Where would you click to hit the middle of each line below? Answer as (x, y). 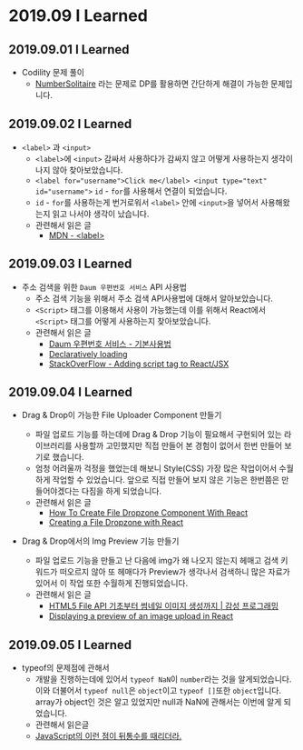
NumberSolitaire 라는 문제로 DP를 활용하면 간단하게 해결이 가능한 (152, 84)
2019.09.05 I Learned (70, 645)
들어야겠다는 (57, 491)
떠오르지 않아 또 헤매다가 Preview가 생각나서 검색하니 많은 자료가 (175, 572)
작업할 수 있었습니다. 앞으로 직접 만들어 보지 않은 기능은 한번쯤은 (166, 480)
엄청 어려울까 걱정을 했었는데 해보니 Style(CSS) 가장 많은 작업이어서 (156, 468)
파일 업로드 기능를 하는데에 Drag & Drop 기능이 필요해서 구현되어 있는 (158, 435)
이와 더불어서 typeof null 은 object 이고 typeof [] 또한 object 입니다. (158, 691)
